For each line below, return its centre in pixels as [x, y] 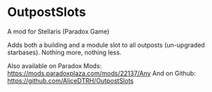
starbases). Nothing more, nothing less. [64, 52]
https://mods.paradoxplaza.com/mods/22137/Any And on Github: [102, 73]
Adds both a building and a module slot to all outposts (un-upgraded [106, 45]
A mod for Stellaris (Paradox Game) [59, 31]
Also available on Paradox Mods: [54, 66]
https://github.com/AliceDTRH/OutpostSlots [71, 80]
